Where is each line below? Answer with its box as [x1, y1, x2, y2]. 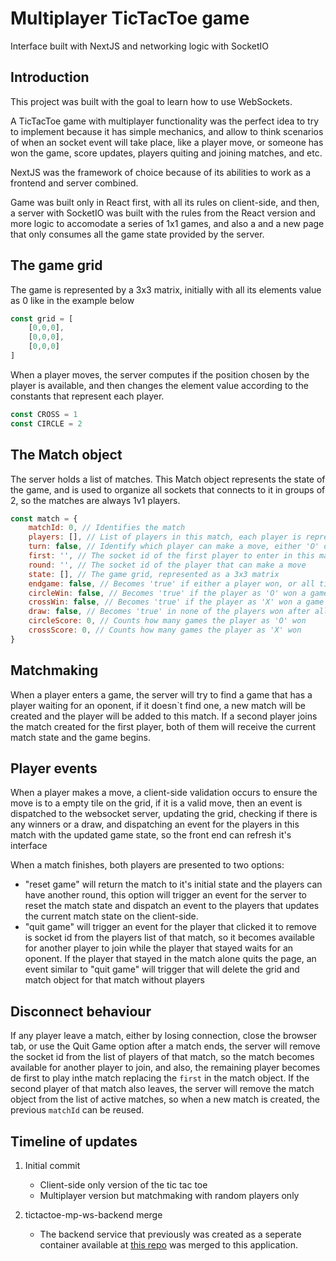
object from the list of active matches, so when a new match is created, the [10, 1093, 320, 1106]
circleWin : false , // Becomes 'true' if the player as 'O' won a [28, 588, 307, 598]
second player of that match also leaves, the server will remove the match [10, 1083, 315, 1095]
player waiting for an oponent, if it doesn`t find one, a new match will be [10, 699, 306, 711]
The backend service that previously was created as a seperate [39, 1228, 302, 1240]
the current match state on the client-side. [24, 910, 199, 922]
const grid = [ [10, 313, 74, 324]
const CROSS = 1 [10, 409, 78, 419]
